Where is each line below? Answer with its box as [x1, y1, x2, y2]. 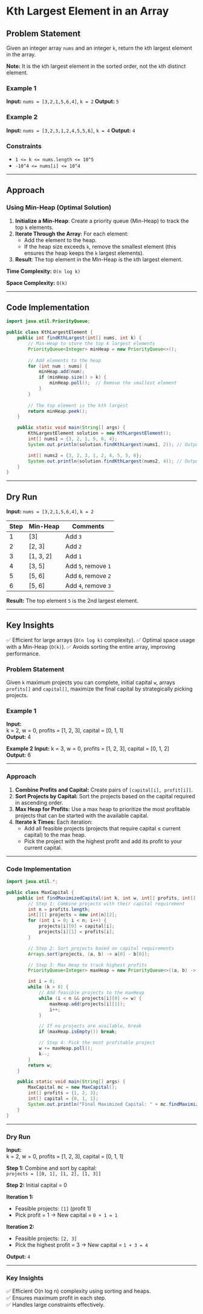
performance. [6, 649, 40, 657]
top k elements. [14, 223, 54, 231]
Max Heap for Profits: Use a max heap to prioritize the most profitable [14, 805, 190, 812]
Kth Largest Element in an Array [6, 4, 169, 18]
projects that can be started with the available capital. [14, 812, 149, 819]
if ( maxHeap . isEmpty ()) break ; [38, 1029, 118, 1035]
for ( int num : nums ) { [28, 363, 88, 369]
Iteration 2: [6, 1223, 35, 1230]
